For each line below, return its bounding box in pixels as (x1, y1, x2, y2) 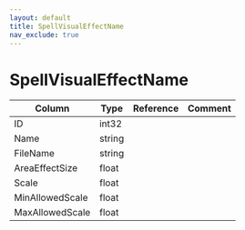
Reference (132, 102, 179, 115)
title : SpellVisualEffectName (9, 22, 125, 31)
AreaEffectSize (14, 162, 78, 175)
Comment (187, 102, 232, 115)
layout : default (9, 13, 71, 23)
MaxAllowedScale (14, 206, 91, 219)
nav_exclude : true (9, 30, 79, 39)
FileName (14, 147, 55, 160)
